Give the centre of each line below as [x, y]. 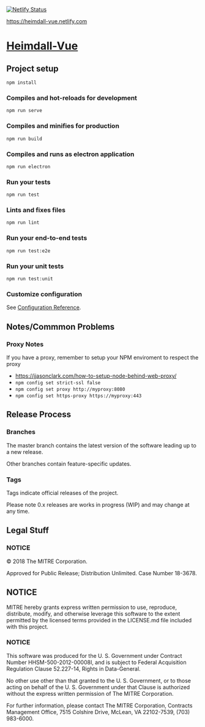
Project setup [33, 68]
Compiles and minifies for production [63, 126]
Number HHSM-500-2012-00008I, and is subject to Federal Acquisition [96, 662]
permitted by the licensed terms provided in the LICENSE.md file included [99, 620]
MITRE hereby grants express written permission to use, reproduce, [92, 607]
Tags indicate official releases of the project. [62, 493]
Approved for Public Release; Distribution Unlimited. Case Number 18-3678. [102, 573]
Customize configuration [44, 294]
